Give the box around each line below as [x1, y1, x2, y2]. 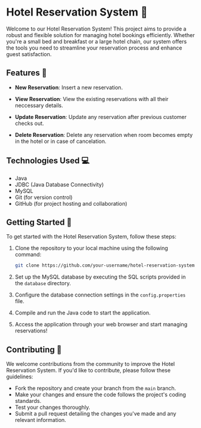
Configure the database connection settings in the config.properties [14, 291, 186, 298]
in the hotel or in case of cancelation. [14, 137, 106, 145]
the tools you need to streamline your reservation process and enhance [6, 44, 182, 51]
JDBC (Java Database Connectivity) [14, 181, 104, 188]
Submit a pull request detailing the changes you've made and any [14, 410, 176, 417]
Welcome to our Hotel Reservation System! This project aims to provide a [6, 25, 187, 32]
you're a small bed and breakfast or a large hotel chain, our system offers [6, 38, 187, 45]
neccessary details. [14, 102, 63, 109]
